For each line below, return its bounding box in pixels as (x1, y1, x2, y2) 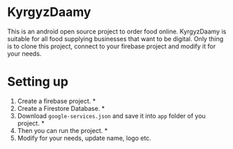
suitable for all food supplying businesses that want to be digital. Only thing (7, 34, 224, 42)
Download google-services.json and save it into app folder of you (17, 111, 206, 120)
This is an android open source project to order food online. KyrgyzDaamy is (7, 27, 227, 36)
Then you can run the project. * (17, 126, 108, 134)
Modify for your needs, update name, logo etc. (17, 134, 151, 142)
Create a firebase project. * (17, 97, 96, 105)
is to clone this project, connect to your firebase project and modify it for (7, 42, 216, 50)
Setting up (7, 74, 68, 90)
